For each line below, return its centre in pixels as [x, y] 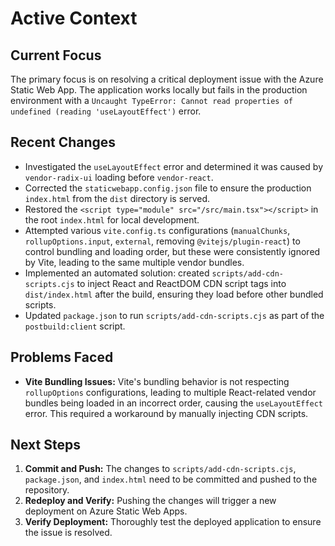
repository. [47, 490]
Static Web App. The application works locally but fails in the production [159, 90]
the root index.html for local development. [112, 219]
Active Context [74, 18]
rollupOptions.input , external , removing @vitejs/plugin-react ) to [162, 241]
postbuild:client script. [75, 326]
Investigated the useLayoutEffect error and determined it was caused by [174, 166]
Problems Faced [62, 357]
